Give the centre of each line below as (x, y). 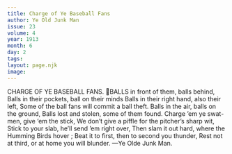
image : (17, 71)
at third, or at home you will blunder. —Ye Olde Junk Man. (90, 143)
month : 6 (20, 46)
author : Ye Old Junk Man (43, 20)
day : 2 (17, 53)
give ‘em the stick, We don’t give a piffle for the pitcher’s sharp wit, (119, 121)
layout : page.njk (32, 65)
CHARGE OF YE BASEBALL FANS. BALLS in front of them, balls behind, (111, 92)
